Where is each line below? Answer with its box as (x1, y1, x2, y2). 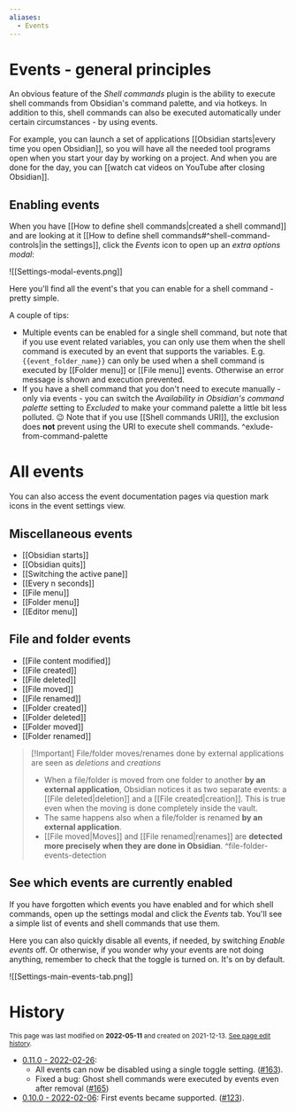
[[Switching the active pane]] (21, 569, 128, 579)
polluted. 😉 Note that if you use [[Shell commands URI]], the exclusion (21, 412, 280, 423)
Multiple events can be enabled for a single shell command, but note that (21, 327, 288, 338)
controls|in (9, 240, 49, 251)
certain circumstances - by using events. (9, 117, 158, 128)
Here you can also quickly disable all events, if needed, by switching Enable (9, 935, 285, 945)
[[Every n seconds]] (21, 578, 95, 588)
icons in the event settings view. (9, 501, 126, 511)
